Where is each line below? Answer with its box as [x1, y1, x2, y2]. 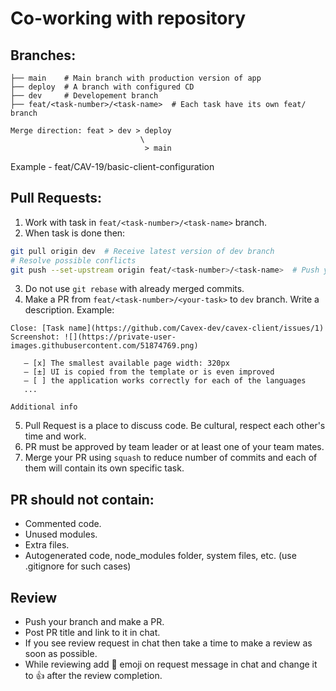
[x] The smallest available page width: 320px [32, 358, 230, 369]
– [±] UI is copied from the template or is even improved [23, 367, 275, 377]
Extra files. [24, 539, 70, 551]
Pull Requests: [10, 190, 102, 207]
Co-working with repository [10, 7, 247, 30]
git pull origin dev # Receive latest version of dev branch [10, 246, 275, 256]
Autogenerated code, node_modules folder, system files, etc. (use [24, 550, 297, 562]
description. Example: [24, 304, 115, 316]
